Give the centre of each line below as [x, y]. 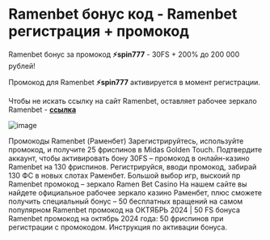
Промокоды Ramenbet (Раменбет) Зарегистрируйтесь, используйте [126, 141]
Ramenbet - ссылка [42, 109]
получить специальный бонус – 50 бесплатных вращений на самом [126, 201]
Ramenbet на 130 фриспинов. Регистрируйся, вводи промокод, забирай [133, 166]
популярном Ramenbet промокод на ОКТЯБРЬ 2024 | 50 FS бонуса [124, 210]
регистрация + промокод [99, 31]
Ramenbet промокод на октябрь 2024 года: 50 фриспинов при [116, 218]
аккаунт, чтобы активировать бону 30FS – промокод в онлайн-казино [129, 158]
